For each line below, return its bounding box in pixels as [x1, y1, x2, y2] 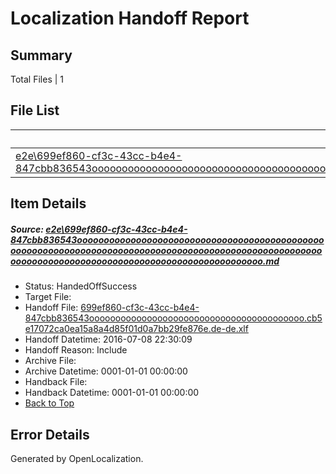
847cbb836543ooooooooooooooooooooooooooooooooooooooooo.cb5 [24, 312, 323, 324]
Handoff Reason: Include [24, 344, 128, 356]
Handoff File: [24, 302, 79, 314]
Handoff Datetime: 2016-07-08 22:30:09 [24, 333, 193, 346]
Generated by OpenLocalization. [10, 452, 144, 464]
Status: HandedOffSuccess [24, 280, 138, 292]
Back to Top [24, 397, 75, 409]
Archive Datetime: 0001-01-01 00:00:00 [24, 365, 188, 377]
